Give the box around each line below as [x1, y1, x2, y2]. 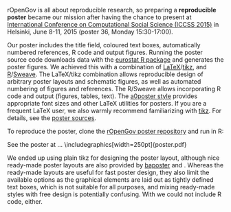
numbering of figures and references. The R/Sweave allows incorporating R [7, 85, 221, 93]
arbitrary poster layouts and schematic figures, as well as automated [7, 78, 201, 85]
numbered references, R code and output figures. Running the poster [7, 48, 203, 56]
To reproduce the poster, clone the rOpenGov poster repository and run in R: [7, 127, 224, 135]
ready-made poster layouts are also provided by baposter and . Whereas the [7, 161, 224, 169]
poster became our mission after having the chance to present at [7, 13, 192, 21]
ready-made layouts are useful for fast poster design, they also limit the [7, 168, 210, 176]
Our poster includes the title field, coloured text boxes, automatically [7, 41, 201, 49]
